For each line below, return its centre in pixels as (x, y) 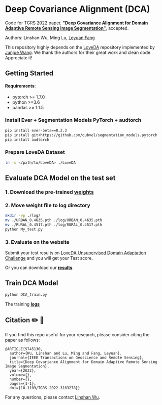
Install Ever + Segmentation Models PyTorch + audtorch (73, 120)
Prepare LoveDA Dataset (35, 152)
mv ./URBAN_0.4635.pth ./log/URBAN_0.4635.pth (54, 220)
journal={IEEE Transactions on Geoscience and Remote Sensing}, (77, 358)
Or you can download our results (39, 268)
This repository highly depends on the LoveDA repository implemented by (80, 47)
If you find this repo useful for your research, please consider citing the (77, 334)
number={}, (21, 379)
